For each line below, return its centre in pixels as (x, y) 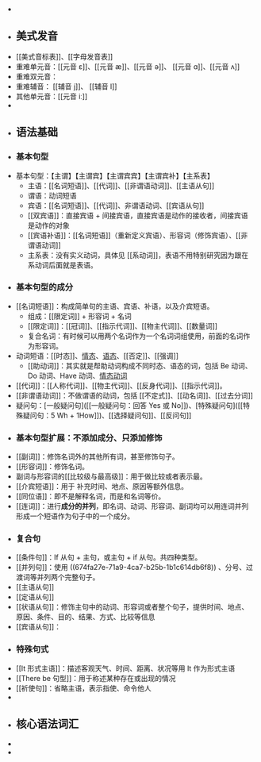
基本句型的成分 (44, 287)
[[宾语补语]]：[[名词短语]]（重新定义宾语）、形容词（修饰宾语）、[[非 (138, 235)
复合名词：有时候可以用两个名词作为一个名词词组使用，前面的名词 (135, 336)
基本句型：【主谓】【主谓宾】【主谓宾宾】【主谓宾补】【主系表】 (115, 175)
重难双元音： (36, 76)
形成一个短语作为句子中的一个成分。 (75, 516)
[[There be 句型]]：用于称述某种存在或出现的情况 (96, 678)
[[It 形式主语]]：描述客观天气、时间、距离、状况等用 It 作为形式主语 (125, 668)
